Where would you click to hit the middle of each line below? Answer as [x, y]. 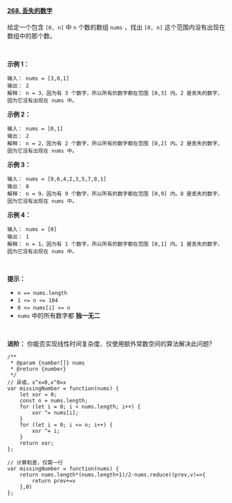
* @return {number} [38, 369]
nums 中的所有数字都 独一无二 [59, 316]
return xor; [37, 443]
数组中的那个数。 [32, 36]
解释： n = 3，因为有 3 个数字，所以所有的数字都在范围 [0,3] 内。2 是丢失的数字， [115, 94]
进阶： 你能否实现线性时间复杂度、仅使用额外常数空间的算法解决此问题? [110, 344]
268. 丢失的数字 [30, 10]
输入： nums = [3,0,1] [38, 79]
